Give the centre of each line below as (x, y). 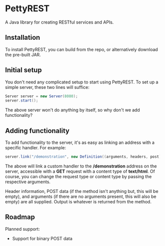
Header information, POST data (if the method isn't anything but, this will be (82, 191)
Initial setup (24, 70)
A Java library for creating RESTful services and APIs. (59, 22)
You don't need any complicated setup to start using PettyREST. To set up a (82, 82)
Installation (23, 38)
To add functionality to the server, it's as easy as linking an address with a (80, 142)
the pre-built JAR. (23, 55)
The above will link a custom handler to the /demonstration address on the (81, 166)
